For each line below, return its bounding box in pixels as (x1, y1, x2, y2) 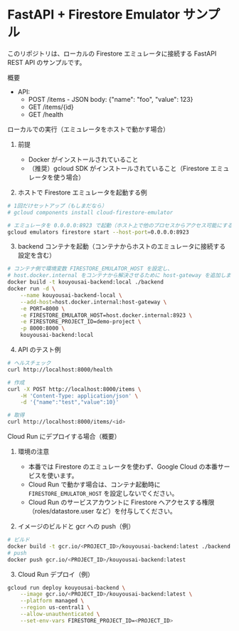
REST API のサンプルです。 (7, 58, 86, 66)
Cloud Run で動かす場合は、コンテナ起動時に (28, 480, 161, 489)
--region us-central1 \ (20, 604, 91, 611)
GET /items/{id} (28, 103, 75, 111)
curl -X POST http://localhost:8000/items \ (7, 385, 142, 392)
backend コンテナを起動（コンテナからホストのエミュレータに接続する (17, 242, 226, 251)
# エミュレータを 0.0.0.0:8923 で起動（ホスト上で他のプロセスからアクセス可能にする (7, 221, 233, 229)
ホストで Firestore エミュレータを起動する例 (17, 188, 147, 197)
